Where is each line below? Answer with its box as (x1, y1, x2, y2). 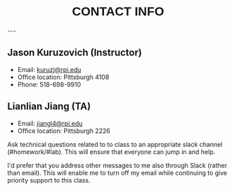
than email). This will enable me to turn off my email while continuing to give (7, 169, 228, 177)
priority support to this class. (7, 176, 91, 184)
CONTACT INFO (72, 4, 164, 19)
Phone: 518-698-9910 (17, 80, 82, 88)
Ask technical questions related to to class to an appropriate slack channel (7, 140, 223, 148)
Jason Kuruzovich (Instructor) (7, 47, 143, 59)
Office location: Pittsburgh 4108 (17, 73, 110, 81)
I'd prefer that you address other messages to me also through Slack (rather (7, 161, 228, 169)
